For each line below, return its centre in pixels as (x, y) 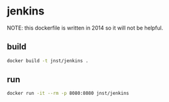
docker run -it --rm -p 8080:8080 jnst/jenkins (68, 94)
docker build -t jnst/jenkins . (48, 61)
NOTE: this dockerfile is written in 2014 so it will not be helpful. (85, 28)
